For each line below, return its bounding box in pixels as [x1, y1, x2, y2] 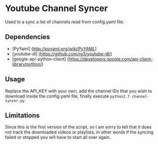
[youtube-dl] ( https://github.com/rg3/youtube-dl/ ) [12, 51, 113, 57]
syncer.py [5, 98, 25, 103]
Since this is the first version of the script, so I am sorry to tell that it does [5, 124, 152, 130]
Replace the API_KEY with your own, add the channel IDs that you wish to [5, 88, 152, 94]
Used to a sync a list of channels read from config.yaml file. [5, 19, 124, 25]
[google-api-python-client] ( [12, 56, 69, 62]
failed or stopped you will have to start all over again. [5, 134, 111, 140]
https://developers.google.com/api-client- [69, 56, 153, 62]
